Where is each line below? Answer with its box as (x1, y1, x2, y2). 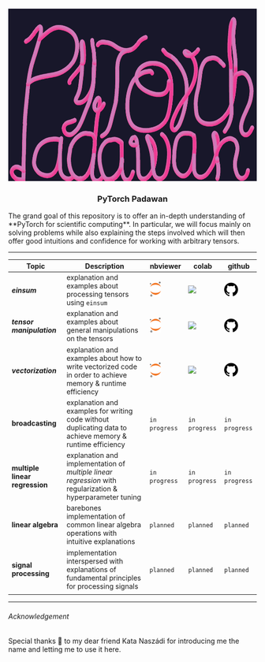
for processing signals (66, 581, 139, 591)
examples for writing (66, 406, 133, 415)
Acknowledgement (8, 612, 69, 621)
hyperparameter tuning (66, 493, 142, 502)
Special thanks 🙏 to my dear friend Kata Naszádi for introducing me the (8, 636, 240, 645)
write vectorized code (66, 362, 138, 371)
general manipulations (66, 325, 139, 335)
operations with (66, 529, 117, 538)
